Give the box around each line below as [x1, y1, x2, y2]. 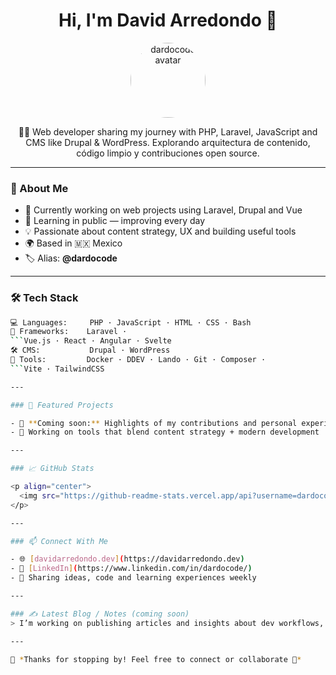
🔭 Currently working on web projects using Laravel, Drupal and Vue [24, 204, 303, 216]
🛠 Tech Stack [10, 291, 79, 305]
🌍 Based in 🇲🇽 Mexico [24, 237, 123, 249]
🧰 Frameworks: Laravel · [10, 327, 128, 337]
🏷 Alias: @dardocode [24, 252, 118, 264]
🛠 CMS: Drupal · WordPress [10, 345, 171, 356]
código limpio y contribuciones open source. [76, 147, 260, 159]
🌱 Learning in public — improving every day [24, 215, 206, 227]
